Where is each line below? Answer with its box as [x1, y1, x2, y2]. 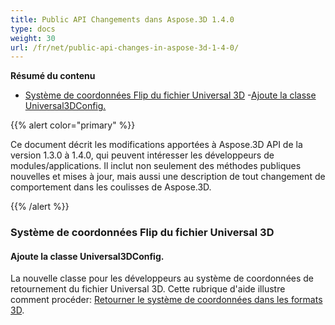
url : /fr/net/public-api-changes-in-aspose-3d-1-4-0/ [10, 42, 240, 53]
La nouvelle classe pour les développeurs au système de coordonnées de [10, 272, 315, 285]
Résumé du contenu [10, 70, 96, 82]
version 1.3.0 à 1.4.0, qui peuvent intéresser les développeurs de [10, 149, 275, 161]
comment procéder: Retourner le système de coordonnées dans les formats [10, 294, 323, 306]
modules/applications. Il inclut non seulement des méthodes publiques [10, 160, 302, 172]
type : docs [10, 24, 56, 34]
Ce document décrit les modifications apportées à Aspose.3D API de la [10, 139, 303, 151]
